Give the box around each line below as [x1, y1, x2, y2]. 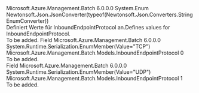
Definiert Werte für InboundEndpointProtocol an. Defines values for [6, 24, 170, 31]
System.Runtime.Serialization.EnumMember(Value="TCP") [6, 43, 151, 50]
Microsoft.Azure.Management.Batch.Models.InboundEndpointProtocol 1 [6, 75, 183, 82]
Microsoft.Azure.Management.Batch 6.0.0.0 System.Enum [6, 5, 149, 11]
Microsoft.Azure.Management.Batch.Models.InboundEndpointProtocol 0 [6, 49, 184, 56]
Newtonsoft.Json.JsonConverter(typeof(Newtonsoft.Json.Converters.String [6, 11, 193, 18]
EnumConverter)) [6, 17, 49, 25]
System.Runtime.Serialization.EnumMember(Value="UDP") [6, 68, 151, 76]
